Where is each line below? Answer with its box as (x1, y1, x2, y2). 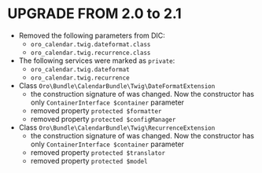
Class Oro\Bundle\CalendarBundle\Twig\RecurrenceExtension (18, 123, 216, 132)
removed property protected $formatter (30, 105, 162, 115)
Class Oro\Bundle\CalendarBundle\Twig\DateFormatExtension (18, 80, 216, 90)
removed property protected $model (30, 156, 148, 165)
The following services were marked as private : (18, 56, 175, 65)
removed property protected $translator (30, 147, 166, 157)
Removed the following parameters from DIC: (18, 31, 166, 40)
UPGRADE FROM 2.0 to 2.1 (7, 5, 182, 23)
